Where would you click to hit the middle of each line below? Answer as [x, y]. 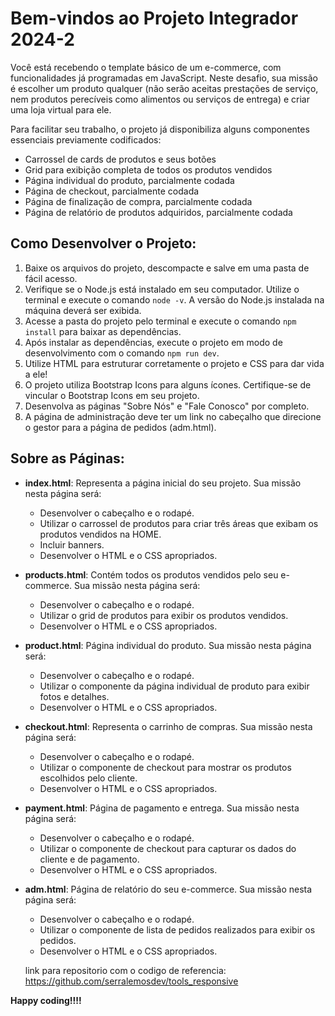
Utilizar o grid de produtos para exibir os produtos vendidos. [164, 615]
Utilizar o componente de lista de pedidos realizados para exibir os [177, 929]
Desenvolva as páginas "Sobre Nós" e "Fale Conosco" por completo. [167, 406]
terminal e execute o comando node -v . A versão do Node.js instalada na [174, 299]
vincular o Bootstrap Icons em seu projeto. [112, 395]
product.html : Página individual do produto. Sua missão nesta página [168, 645]
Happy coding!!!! [46, 1000]
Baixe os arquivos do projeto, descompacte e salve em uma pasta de [167, 268]
